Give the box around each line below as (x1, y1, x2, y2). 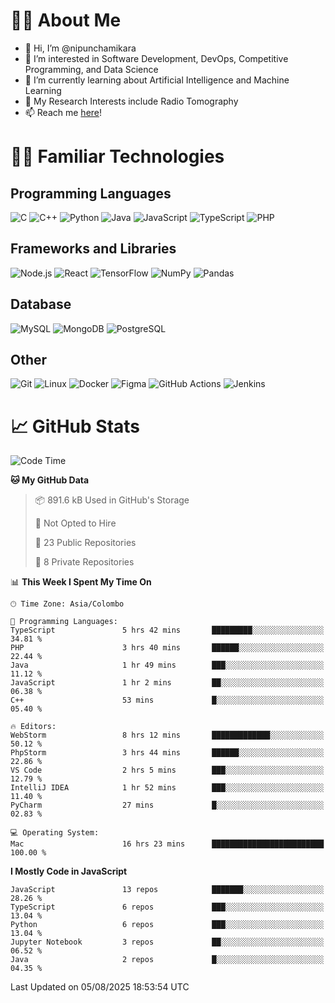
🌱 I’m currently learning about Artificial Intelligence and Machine (24, 74, 290, 86)
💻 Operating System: (10, 828, 100, 838)
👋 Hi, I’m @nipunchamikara (24, 42, 137, 54)
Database (10, 296, 72, 313)
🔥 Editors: (10, 722, 57, 732)
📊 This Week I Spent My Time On (10, 576, 152, 588)
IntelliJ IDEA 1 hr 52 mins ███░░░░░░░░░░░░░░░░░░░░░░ (10, 783, 325, 793)
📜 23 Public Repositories (34, 537, 137, 549)
